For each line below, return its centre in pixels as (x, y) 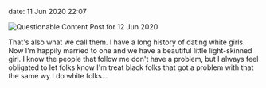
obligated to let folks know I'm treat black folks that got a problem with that (131, 67)
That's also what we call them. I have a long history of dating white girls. (127, 42)
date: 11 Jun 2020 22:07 (48, 11)
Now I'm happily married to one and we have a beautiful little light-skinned (130, 50)
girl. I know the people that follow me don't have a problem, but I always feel (133, 59)
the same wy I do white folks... (58, 76)
